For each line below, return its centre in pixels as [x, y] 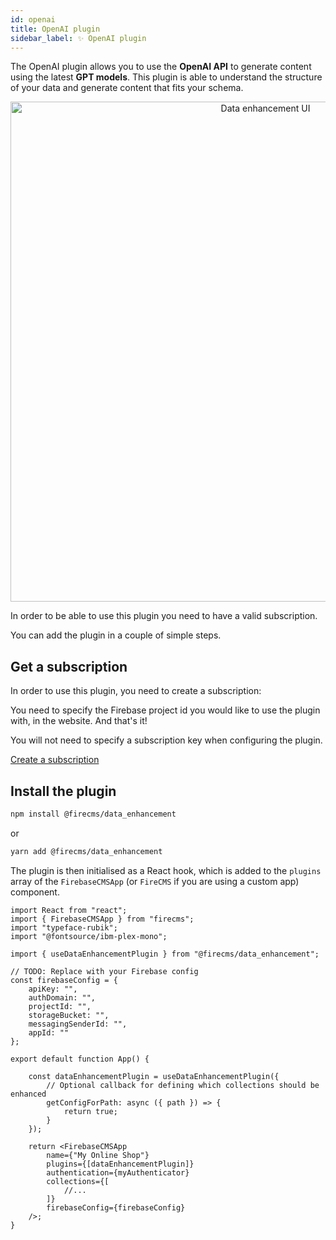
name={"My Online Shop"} [98, 1155]
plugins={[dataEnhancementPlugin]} [120, 1164]
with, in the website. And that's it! [79, 721]
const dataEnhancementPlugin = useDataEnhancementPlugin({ [154, 1076]
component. [35, 892]
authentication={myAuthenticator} [118, 1172]
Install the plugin [63, 791]
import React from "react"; [69, 910]
